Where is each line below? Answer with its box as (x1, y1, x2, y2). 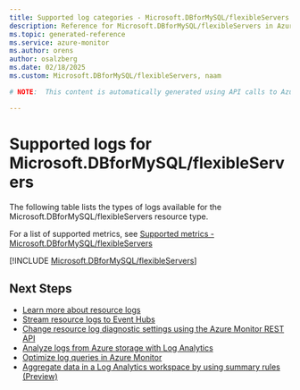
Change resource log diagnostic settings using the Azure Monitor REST (21, 324, 285, 335)
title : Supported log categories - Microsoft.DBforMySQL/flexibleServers (9, 13, 290, 22)
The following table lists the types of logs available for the (9, 201, 222, 212)
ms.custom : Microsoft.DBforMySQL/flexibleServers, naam (9, 72, 221, 81)
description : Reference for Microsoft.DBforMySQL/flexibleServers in (9, 21, 274, 30)
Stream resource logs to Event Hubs (21, 314, 156, 325)
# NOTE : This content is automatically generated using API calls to (9, 87, 278, 97)
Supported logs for (9, 133, 153, 154)
